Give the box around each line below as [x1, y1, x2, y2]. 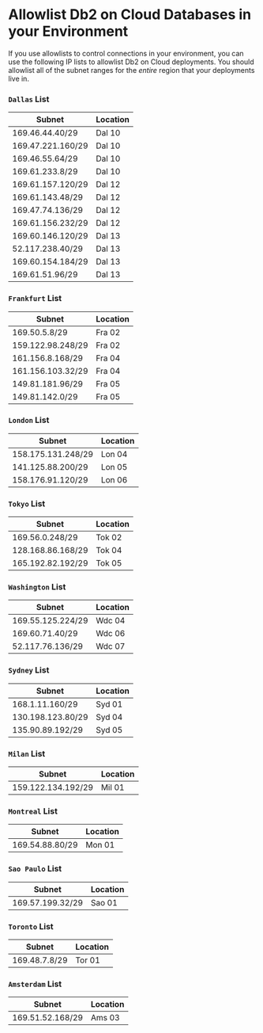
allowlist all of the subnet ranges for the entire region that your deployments [8, 65, 255, 74]
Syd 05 [96, 724, 123, 735]
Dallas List [8, 93, 50, 105]
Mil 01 [100, 782, 125, 793]
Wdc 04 [96, 616, 126, 627]
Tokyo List [8, 497, 46, 509]
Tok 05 [96, 558, 122, 569]
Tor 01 [75, 955, 100, 966]
